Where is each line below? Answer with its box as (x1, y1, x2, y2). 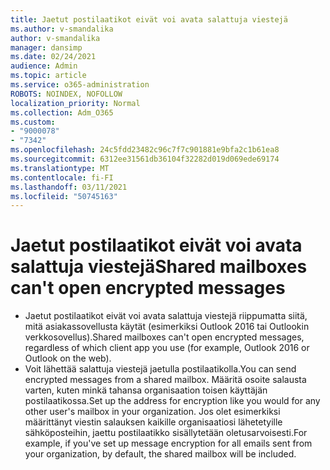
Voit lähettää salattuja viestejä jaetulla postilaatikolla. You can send (24, 363, 297, 375)
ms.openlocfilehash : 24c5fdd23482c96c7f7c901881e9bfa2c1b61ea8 (10, 145, 280, 155)
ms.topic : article (10, 71, 87, 81)
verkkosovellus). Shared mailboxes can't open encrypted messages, (24, 331, 305, 343)
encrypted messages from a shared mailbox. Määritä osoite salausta (24, 374, 307, 386)
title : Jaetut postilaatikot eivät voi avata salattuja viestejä (10, 14, 288, 25)
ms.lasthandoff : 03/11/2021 (10, 182, 128, 192)
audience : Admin (10, 61, 78, 71)
